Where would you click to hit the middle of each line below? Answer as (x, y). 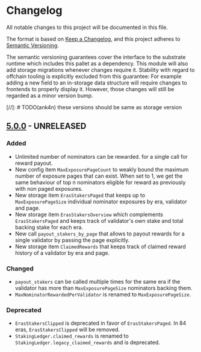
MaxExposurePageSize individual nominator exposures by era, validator (101, 201)
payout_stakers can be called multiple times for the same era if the (97, 281)
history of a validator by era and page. (62, 253)
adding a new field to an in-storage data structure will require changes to (97, 83)
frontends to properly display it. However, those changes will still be (90, 89)
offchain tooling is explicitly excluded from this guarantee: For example (94, 76)
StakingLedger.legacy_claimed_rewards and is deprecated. (88, 342)
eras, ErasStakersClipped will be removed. (67, 330)
